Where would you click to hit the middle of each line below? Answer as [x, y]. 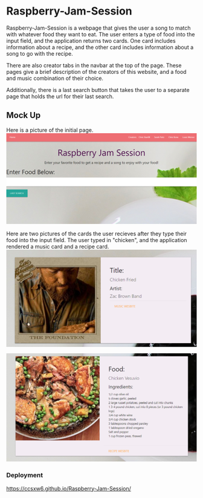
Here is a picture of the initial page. [50, 130]
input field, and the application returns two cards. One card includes [91, 41]
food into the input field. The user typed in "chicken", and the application [97, 240]
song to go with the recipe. [40, 53]
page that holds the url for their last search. [60, 96]
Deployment [25, 475]
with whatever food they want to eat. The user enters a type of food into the [101, 34]
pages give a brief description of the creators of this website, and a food [96, 71]
